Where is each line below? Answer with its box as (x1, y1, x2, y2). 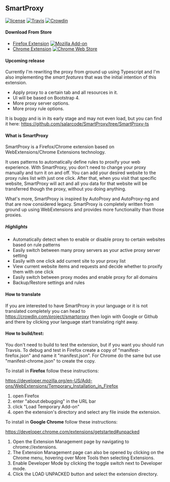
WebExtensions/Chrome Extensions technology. (5, 149, 106, 155)
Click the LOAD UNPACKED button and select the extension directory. (12, 471, 158, 477)
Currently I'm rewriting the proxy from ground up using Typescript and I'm (5, 69, 160, 75)
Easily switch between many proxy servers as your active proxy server (12, 247, 161, 253)
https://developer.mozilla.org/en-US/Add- (5, 377, 93, 383)
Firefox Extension (12, 41, 49, 47)
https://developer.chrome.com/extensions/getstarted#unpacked (5, 429, 140, 435)
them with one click (12, 269, 54, 275)
